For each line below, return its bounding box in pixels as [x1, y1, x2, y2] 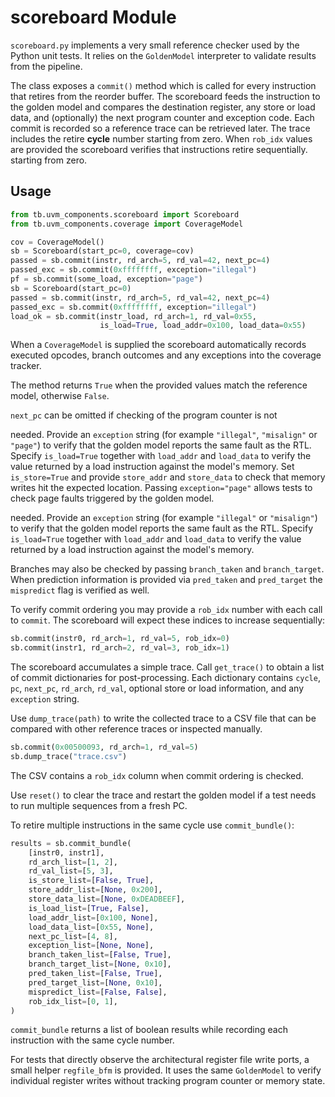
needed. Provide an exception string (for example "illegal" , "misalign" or [10, 429, 318, 441]
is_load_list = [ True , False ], [28, 903, 150, 913]
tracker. [10, 360, 42, 372]
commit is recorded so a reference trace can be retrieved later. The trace [10, 122, 311, 134]
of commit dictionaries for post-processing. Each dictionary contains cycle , [10, 672, 321, 683]
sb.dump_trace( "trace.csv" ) [10, 751, 128, 761]
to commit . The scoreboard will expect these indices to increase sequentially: [10, 614, 326, 626]
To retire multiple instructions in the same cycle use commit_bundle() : [10, 819, 295, 831]
